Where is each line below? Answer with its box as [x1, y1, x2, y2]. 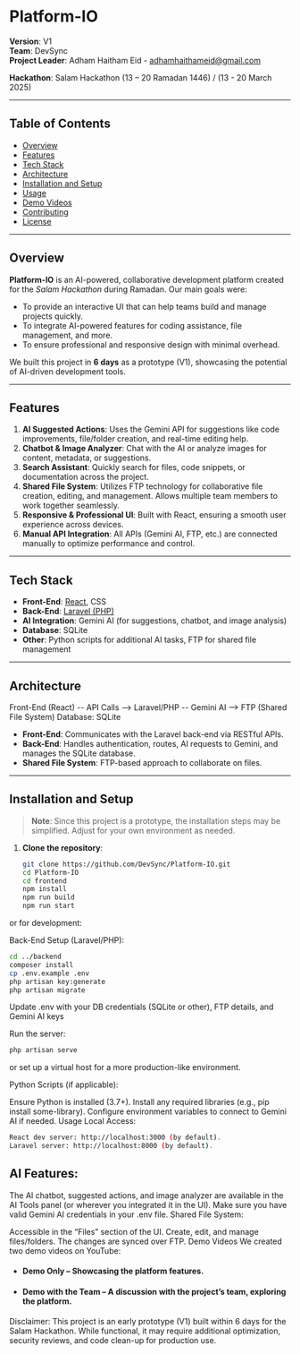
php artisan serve [9, 1046, 78, 1055]
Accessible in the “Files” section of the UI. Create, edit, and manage [9, 1226, 259, 1237]
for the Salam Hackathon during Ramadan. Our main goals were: [9, 284, 247, 295]
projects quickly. [21, 311, 83, 321]
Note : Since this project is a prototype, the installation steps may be [30, 815, 281, 826]
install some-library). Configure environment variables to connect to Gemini [9, 1106, 287, 1117]
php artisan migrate [9, 985, 87, 995]
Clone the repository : [21, 842, 104, 853]
